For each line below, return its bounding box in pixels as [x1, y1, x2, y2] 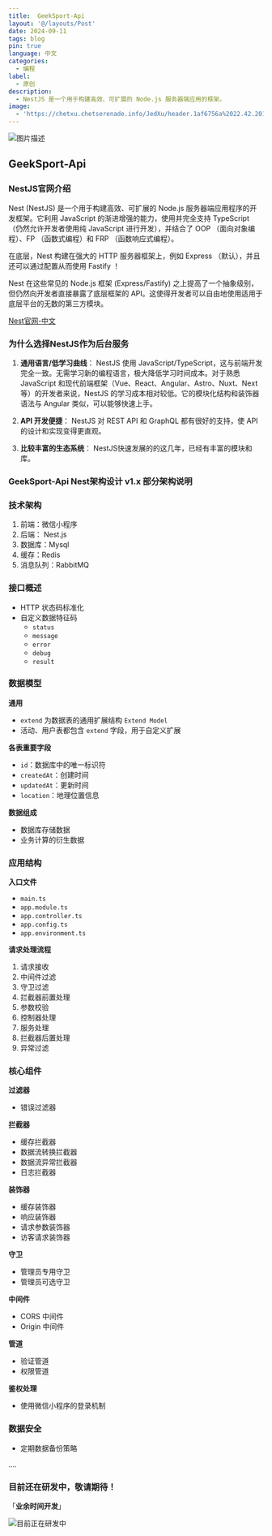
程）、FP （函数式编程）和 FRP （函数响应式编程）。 [8, 233, 179, 244]
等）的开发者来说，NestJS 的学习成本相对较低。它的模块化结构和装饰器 [19, 388, 260, 398]
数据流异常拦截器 [19, 1158, 78, 1167]
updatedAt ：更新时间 [19, 780, 89, 790]
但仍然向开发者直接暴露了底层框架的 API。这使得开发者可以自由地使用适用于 [8, 288, 263, 298]
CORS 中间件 [19, 1312, 64, 1322]
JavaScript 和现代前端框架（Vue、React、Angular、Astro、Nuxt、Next [19, 378, 258, 388]
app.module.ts [19, 904, 68, 912]
